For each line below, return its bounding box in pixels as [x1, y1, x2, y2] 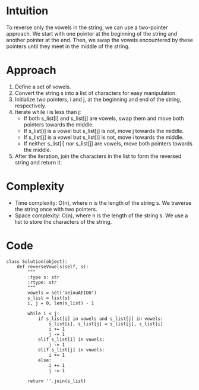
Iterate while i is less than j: [14, 108, 81, 115]
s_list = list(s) [27, 295, 70, 301]
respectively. [14, 102, 46, 109]
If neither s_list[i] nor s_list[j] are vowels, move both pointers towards [23, 139, 193, 147]
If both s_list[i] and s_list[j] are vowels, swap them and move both [23, 115, 184, 122]
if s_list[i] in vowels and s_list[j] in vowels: [37, 316, 163, 322]
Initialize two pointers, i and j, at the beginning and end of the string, [14, 96, 182, 103]
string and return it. [14, 158, 62, 166]
